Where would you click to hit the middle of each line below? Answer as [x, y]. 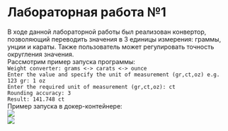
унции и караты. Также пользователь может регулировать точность [111, 46]
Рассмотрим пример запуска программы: [72, 61]
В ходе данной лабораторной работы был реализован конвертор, [107, 32]
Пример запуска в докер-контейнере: [65, 106]
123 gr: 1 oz [27, 81]
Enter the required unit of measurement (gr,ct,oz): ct [91, 87]
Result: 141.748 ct [36, 99]
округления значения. [41, 54]
